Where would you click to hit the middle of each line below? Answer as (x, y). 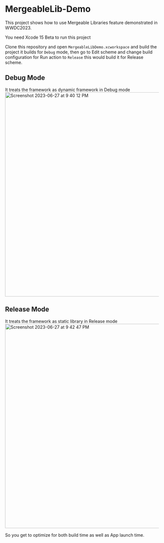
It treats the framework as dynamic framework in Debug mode (68, 90)
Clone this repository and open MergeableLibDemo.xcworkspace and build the (81, 47)
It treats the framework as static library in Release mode (61, 321)
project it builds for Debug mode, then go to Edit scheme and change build (79, 52)
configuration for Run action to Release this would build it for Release (74, 57)
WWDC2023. (18, 27)
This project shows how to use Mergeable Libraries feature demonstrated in (81, 23)
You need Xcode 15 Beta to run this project (48, 37)
